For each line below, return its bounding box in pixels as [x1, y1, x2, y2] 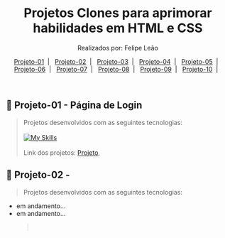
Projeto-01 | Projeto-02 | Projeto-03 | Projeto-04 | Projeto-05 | [13, 57, 219, 65]
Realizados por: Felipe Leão [77, 43, 158, 52]
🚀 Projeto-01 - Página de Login [6, 99, 143, 112]
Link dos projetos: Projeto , [23, 148, 100, 157]
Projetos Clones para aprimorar [23, 5, 213, 21]
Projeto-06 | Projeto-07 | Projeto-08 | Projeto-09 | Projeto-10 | [13, 65, 219, 73]
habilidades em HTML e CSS [33, 20, 203, 36]
